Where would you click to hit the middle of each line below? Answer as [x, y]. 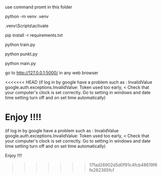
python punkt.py [21, 54]
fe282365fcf [102, 170]
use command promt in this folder [39, 7]
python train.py [20, 45]
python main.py [21, 63]
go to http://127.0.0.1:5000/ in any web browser [52, 73]
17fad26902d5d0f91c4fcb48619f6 [123, 165]
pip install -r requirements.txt [34, 35]
